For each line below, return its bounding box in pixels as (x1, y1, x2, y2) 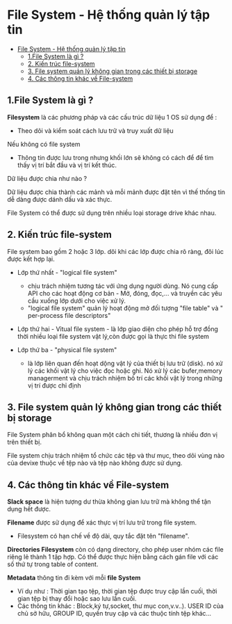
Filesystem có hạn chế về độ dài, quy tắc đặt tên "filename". (17, 532, 190, 541)
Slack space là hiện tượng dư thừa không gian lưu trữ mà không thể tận (7, 497, 211, 506)
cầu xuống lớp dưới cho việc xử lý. (27, 296, 126, 305)
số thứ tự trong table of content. (7, 560, 99, 568)
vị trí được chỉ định (27, 381, 81, 390)
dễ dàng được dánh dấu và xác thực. (7, 195, 113, 203)
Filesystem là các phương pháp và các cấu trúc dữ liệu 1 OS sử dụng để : (7, 113, 217, 121)
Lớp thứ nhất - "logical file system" (17, 268, 118, 276)
